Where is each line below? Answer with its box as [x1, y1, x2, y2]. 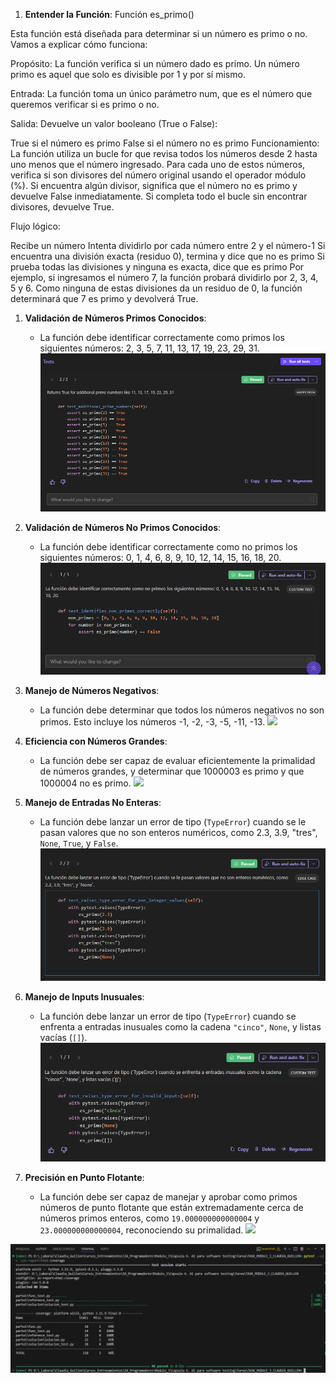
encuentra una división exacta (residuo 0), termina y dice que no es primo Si [10, 250, 325, 262]
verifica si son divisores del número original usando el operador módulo [10, 169, 307, 181]
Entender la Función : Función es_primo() [24, 9, 195, 20]
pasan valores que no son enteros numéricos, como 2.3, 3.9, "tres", [39, 826, 318, 838]
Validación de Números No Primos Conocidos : [24, 521, 222, 533]
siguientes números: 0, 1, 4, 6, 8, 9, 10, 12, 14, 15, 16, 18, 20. [39, 551, 282, 563]
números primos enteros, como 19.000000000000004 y [39, 1212, 260, 1224]
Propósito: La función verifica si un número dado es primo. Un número [10, 58, 300, 69]
